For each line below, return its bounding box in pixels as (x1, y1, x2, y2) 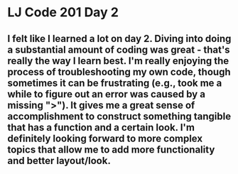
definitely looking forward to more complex (7, 132, 203, 144)
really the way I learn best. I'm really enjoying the (7, 55, 229, 67)
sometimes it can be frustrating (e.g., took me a (7, 77, 222, 89)
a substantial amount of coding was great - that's (7, 43, 230, 55)
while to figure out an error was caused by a (7, 88, 206, 100)
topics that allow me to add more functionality (7, 143, 215, 156)
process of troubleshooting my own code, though (7, 65, 231, 78)
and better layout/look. (7, 154, 112, 167)
